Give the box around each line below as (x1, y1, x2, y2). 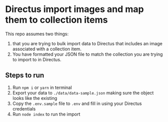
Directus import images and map (5, 4, 144, 15)
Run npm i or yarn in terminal (12, 84, 72, 90)
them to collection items (5, 14, 108, 26)
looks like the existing (12, 95, 58, 101)
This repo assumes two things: (5, 31, 69, 37)
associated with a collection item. (12, 46, 82, 52)
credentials (12, 105, 36, 111)
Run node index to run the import (12, 111, 81, 117)
